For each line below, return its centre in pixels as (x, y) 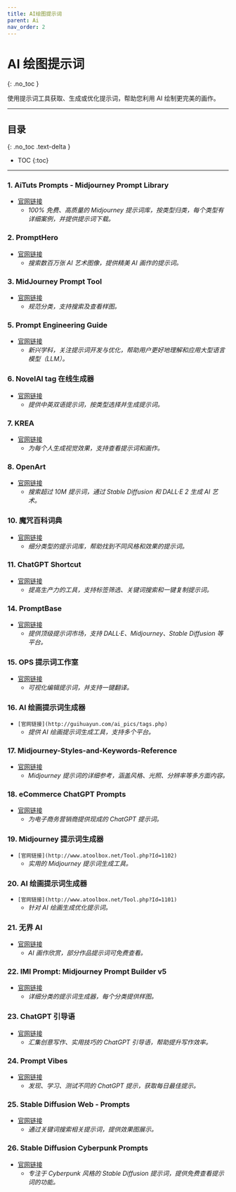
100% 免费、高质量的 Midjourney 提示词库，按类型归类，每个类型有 (126, 210)
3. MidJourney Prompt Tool (55, 281)
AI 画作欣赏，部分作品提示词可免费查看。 (87, 953)
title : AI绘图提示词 (34, 14)
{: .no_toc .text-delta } (39, 147)
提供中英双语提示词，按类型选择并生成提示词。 (96, 404)
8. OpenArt (27, 467)
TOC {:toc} (33, 161)
